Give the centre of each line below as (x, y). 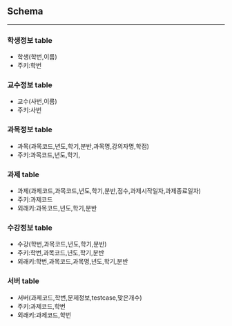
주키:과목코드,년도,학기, (49, 154)
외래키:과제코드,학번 (44, 315)
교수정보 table (30, 85)
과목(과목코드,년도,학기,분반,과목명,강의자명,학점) (83, 146)
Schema (25, 11)
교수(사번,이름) (37, 101)
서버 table (23, 281)
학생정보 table (30, 40)
